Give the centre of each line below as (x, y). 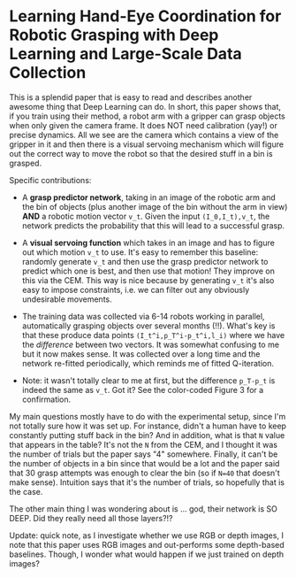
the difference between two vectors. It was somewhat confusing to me (151, 344)
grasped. (26, 163)
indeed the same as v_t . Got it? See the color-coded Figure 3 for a (143, 389)
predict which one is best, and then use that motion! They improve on (148, 271)
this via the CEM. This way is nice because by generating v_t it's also (148, 280)
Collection (48, 73)
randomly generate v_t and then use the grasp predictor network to (145, 261)
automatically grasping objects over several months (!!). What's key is (148, 326)
